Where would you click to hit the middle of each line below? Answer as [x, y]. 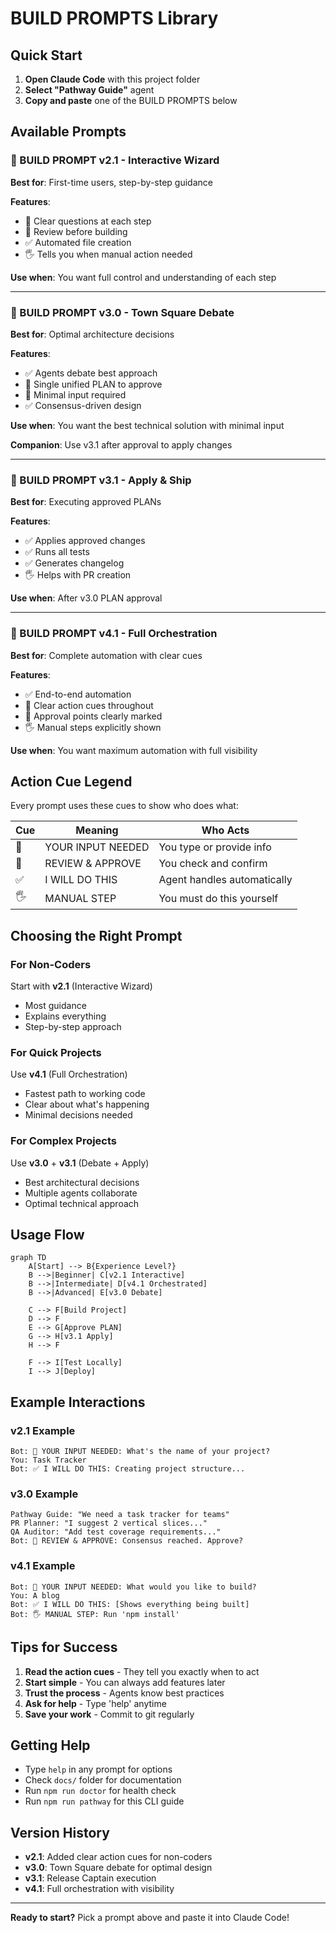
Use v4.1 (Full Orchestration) [69, 1074]
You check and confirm [213, 864]
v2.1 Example [43, 1430]
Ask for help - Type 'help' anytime [95, 1703]
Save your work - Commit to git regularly [109, 1714]
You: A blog [35, 1595]
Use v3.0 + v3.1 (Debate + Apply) [80, 1163]
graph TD [28, 1258]
